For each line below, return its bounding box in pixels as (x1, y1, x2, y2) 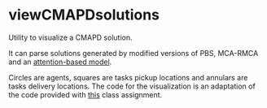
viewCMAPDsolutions (8, 6, 160, 24)
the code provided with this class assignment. (8, 89, 163, 99)
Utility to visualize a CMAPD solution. (8, 32, 133, 42)
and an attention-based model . (8, 57, 112, 67)
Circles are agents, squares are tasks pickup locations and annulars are (8, 72, 248, 82)
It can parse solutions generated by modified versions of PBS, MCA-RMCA (8, 48, 259, 58)
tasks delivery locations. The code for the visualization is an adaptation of (8, 81, 256, 91)
